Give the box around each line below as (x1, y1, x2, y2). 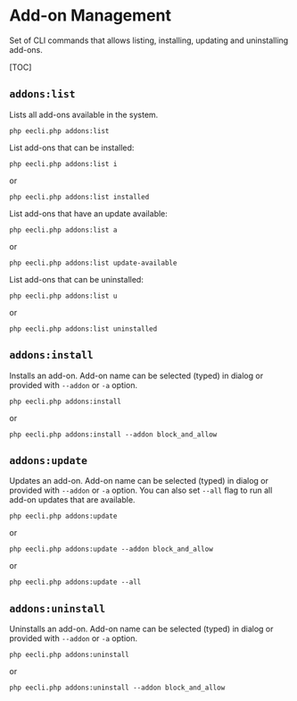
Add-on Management (9, 5, 172, 26)
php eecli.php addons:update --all (9, 578, 142, 587)
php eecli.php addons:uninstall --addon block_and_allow (9, 683, 226, 693)
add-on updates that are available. (9, 494, 136, 505)
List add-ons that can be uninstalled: (9, 274, 144, 284)
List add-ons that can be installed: (9, 142, 135, 153)
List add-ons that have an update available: (9, 207, 168, 219)
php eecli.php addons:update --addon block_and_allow (9, 545, 214, 554)
